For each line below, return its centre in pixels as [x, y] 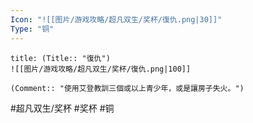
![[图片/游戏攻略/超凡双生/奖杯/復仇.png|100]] [101, 69]
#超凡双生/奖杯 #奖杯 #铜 [62, 108]
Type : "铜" [32, 29]
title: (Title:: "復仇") [60, 58]
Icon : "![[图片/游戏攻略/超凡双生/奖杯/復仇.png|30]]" [116, 19]
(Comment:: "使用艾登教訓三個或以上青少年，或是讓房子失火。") [127, 88]
